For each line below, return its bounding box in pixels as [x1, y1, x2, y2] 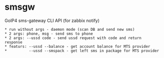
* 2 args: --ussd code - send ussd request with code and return [4, 36, 141, 40]
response [4, 39, 23, 45]
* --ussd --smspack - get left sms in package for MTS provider [4, 48, 160, 53]
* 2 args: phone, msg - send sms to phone [4, 31, 93, 36]
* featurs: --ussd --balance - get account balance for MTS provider [4, 44, 151, 49]
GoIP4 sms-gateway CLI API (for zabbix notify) [4, 18, 99, 23]
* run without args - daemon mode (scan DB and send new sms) [4, 27, 135, 32]
